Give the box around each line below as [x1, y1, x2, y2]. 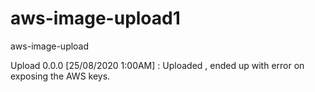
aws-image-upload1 [10, 7, 181, 30]
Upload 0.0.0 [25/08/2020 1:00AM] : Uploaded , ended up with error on [10, 59, 305, 71]
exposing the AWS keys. [10, 70, 111, 82]
